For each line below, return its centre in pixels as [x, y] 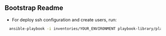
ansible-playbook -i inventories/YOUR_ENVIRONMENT [62, 29]
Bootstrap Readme [34, 8]
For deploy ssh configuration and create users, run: [64, 19]
